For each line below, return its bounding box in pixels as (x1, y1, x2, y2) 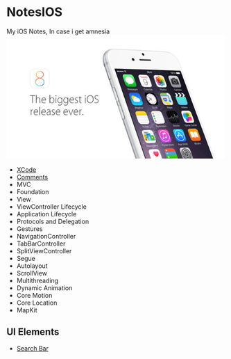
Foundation (16, 187, 49, 196)
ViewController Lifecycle (16, 202, 87, 211)
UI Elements (6, 326, 60, 338)
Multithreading (16, 276, 59, 285)
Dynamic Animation (16, 283, 73, 292)
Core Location (16, 298, 58, 307)
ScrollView (16, 269, 48, 277)
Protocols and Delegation (16, 217, 89, 225)
